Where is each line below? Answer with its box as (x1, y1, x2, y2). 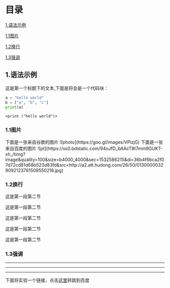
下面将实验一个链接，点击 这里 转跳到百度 (5, 277, 90, 283)
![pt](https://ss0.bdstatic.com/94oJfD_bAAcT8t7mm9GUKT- (37, 145, 163, 151)
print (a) (5, 105, 24, 110)
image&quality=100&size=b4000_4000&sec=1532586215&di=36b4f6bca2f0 (5, 156, 164, 163)
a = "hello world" (5, 95, 44, 100)
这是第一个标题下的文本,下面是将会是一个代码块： (5, 85, 109, 91)
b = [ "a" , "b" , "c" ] (5, 100, 49, 105)
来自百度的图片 (5, 145, 36, 151)
